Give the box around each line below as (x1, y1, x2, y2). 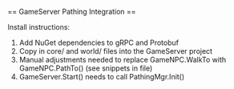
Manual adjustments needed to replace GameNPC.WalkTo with (18, 55, 227, 64)
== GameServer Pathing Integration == (7, 7, 137, 16)
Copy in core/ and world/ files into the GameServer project (18, 47, 213, 55)
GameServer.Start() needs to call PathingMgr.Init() (18, 72, 185, 81)
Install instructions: (7, 22, 70, 31)
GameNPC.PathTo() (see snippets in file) (18, 63, 153, 73)
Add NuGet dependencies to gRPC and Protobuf (18, 38, 180, 47)
